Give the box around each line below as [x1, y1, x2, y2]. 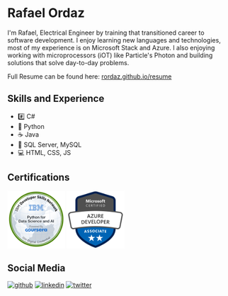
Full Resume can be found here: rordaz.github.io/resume [7, 72, 172, 81]
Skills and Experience [7, 93, 105, 105]
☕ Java [17, 130, 39, 139]
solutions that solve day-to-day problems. [7, 58, 130, 67]
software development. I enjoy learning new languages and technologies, [7, 35, 221, 44]
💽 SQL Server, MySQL [17, 140, 82, 149]
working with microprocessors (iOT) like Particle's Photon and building [7, 51, 213, 59]
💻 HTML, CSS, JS [17, 148, 72, 156]
